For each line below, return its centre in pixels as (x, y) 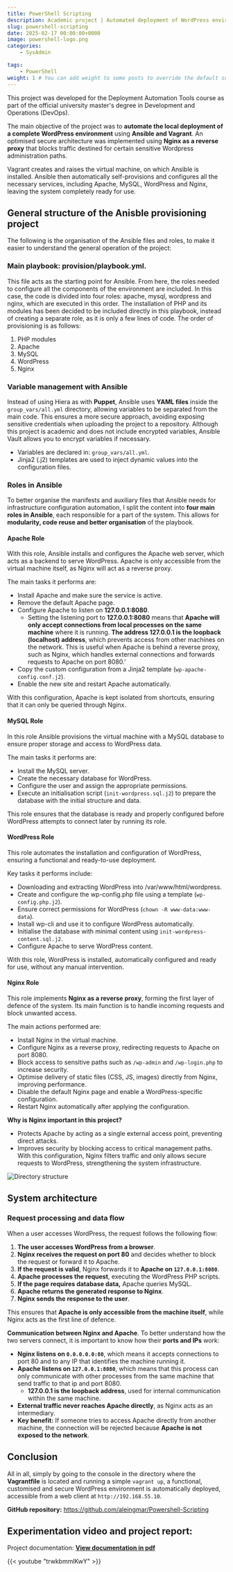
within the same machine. (64, 1398)
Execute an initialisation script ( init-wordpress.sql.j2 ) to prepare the (116, 793)
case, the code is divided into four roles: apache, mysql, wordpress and (109, 296)
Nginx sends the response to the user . (73, 1299)
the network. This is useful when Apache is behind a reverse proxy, (124, 647)
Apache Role (26, 538)
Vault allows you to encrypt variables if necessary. (79, 438)
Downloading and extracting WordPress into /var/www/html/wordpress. (119, 887)
